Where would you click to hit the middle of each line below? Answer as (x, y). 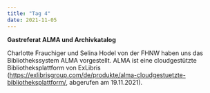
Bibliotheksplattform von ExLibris (54, 68)
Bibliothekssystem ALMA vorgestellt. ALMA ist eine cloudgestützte (102, 60)
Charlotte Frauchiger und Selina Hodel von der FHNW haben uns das (105, 53)
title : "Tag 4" (29, 13)
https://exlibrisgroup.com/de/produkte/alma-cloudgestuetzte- (98, 75)
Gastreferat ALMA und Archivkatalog (61, 39)
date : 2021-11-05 (32, 20)
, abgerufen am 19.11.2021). (104, 82)
